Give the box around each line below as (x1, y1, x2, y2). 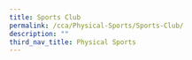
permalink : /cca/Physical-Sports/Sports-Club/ (9, 21, 184, 30)
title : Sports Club (9, 12, 81, 22)
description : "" (9, 29, 69, 38)
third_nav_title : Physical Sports (9, 37, 137, 47)
